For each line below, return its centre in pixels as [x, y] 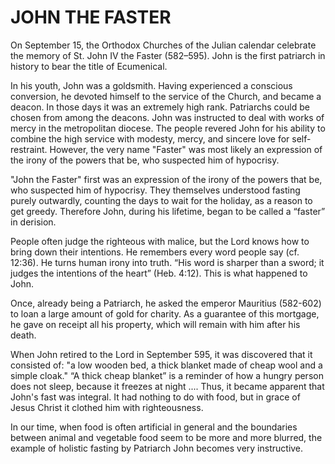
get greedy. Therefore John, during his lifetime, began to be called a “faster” [168, 211]
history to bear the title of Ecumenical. [89, 66]
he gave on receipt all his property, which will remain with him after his [155, 324]
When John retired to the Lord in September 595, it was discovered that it [161, 354]
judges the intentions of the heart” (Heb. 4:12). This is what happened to [159, 273]
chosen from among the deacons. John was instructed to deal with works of [167, 117]
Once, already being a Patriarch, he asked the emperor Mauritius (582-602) [166, 303]
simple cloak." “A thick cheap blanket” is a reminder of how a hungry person [167, 375]
